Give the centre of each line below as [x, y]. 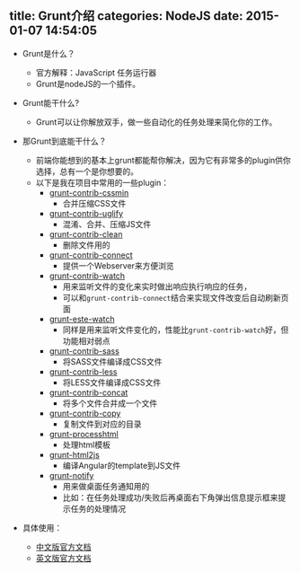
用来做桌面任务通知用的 [106, 486]
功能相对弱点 [86, 340]
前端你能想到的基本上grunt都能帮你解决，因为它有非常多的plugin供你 [163, 160]
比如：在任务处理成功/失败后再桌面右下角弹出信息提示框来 [170, 497]
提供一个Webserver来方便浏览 [119, 265]
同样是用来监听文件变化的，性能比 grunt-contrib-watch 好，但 [176, 330]
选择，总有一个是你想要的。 [87, 171]
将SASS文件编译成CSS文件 [112, 361]
